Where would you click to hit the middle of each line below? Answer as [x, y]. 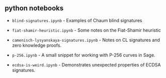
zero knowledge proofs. [36, 45]
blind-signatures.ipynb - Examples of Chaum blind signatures [77, 20]
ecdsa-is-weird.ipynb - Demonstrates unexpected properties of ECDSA [87, 64]
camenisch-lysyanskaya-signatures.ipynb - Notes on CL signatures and [86, 40]
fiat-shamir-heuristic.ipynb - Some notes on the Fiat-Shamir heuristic [87, 30]
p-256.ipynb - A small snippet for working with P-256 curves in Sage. [84, 55]
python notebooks [34, 8]
